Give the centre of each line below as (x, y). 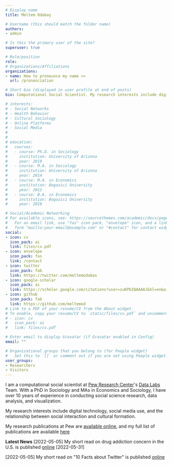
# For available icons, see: (36, 218)
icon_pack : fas (26, 256)
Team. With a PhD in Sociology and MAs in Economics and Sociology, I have (86, 390)
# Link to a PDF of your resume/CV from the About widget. (70, 309)
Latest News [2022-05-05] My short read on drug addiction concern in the (85, 442)
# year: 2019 (24, 161)
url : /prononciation (32, 81)
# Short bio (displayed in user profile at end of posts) (68, 90)
